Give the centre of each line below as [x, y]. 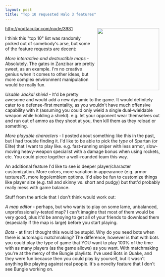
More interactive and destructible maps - [47, 58]
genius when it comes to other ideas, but [47, 74]
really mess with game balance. [37, 187]
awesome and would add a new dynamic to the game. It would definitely [79, 99]
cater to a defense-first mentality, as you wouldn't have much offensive [78, 105]
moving [13, 151]
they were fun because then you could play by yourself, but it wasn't [75, 258]
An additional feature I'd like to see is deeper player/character [68, 166]
